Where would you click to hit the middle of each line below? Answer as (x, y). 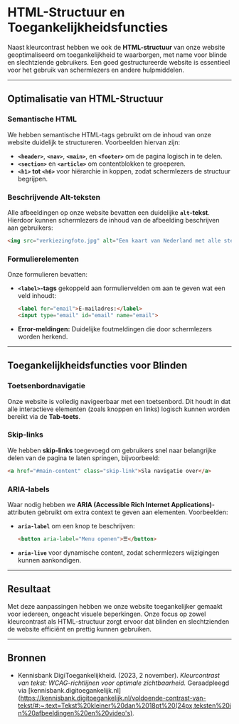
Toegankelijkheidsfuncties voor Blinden (97, 366)
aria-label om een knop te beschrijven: (76, 526)
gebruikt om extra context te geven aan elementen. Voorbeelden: (133, 512)
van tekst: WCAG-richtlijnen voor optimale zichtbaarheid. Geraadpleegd (123, 683)
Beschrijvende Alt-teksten (54, 197)
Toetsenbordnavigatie (46, 386)
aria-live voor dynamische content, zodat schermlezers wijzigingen (118, 553)
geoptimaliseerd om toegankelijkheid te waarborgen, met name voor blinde (117, 55)
